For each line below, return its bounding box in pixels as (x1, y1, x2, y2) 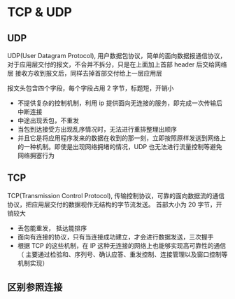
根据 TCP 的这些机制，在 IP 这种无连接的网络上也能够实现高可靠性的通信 (17, 241, 227, 249)
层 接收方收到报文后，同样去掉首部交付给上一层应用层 (7, 69, 162, 77)
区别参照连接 (7, 281, 63, 293)
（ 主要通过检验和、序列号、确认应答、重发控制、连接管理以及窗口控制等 (17, 250, 228, 258)
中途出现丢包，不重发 (17, 116, 79, 125)
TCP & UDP (7, 4, 72, 20)
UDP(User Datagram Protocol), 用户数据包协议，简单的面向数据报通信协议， (7, 52, 227, 60)
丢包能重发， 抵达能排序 (17, 223, 87, 232)
